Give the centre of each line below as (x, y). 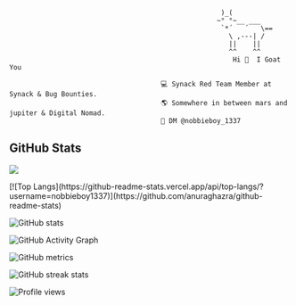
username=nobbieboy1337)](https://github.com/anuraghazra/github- (136, 195)
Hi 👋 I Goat (256, 60)
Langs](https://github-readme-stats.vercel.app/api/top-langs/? (149, 186)
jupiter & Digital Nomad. (57, 113)
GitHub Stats (45, 148)
